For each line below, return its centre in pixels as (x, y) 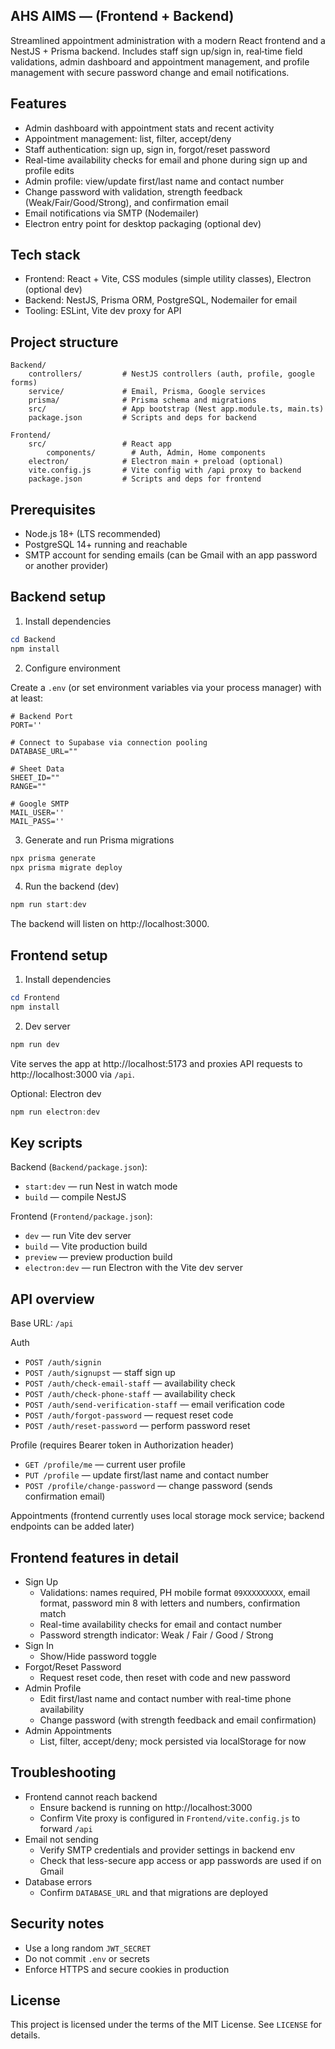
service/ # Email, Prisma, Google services (147, 392)
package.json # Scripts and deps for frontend (145, 479)
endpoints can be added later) (72, 1526)
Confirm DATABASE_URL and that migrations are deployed (153, 1892)
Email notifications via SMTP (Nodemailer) (112, 213)
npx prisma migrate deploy (66, 867)
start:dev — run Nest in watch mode (101, 1186)
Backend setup (58, 597)
